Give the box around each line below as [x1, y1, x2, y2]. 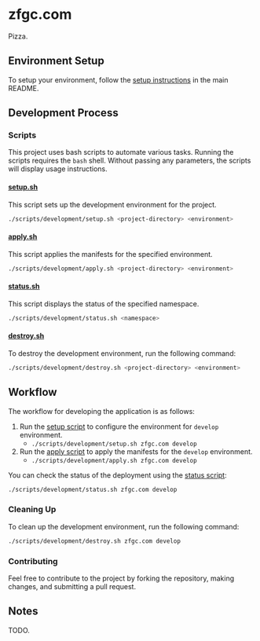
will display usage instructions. [8, 164, 108, 174]
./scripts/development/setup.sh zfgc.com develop [31, 440, 198, 448]
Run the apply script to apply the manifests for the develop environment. [19, 446, 253, 456]
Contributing [8, 555, 58, 566]
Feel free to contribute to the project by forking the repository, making [8, 573, 235, 583]
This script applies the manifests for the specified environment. [8, 249, 214, 258]
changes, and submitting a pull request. [8, 581, 136, 591]
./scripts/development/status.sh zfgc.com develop [8, 485, 178, 493]
